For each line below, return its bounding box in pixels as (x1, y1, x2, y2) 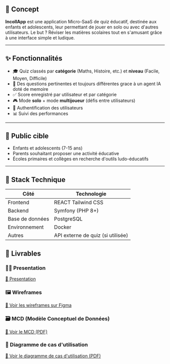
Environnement (8, 224, 44, 231)
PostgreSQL (54, 215, 83, 223)
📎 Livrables (5, 249, 41, 258)
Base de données (8, 215, 50, 223)
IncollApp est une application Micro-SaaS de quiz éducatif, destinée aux (5, 18, 157, 24)
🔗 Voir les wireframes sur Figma (5, 302, 72, 308)
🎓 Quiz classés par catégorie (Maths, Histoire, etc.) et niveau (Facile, (12, 68, 160, 74)
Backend (8, 207, 29, 214)
